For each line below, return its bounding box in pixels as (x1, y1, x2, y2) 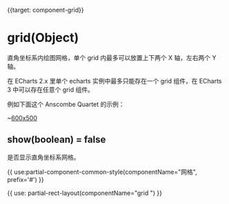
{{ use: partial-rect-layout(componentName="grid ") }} (7, 189, 162, 197)
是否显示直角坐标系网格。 (7, 153, 80, 161)
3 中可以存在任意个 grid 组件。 (7, 85, 94, 94)
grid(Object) (7, 30, 79, 45)
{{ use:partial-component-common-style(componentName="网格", (7, 167, 198, 176)
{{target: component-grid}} (7, 6, 84, 14)
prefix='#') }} (7, 175, 45, 183)
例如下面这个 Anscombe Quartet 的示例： (7, 100, 126, 108)
